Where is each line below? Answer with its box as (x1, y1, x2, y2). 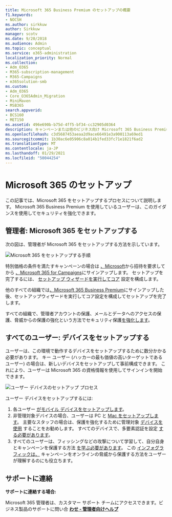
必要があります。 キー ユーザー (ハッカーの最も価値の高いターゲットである (5, 354, 163, 360)
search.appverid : (5, 108, 42, 113)
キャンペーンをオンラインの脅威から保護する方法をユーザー (40, 451, 166, 457)
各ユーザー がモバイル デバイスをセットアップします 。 (12, 406, 127, 412)
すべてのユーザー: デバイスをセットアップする (5, 333, 149, 342)
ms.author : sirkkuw (5, 22, 47, 27)
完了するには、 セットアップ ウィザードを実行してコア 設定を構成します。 (5, 276, 161, 282)
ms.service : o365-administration (5, 50, 77, 55)
